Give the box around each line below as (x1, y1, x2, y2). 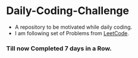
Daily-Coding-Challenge (6, 4, 130, 18)
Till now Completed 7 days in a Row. (6, 44, 112, 52)
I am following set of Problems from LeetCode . (14, 29, 130, 36)
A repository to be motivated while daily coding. (14, 23, 133, 30)
